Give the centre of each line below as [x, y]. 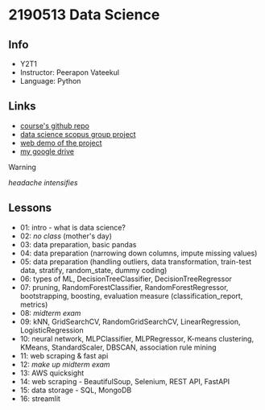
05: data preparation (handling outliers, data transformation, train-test [136, 261]
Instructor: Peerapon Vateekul [69, 72]
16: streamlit [40, 398]
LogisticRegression [52, 330]
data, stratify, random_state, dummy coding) [93, 270]
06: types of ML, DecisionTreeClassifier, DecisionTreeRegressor [126, 279]
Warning [22, 167]
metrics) [34, 304]
